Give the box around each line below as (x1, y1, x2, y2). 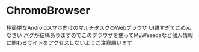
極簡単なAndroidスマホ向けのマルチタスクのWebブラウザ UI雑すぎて (6, 24, 176, 31)
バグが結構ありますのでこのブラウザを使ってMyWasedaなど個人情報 (23, 31, 194, 39)
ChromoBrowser (6, 4, 90, 17)
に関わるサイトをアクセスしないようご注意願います (6, 39, 133, 46)
